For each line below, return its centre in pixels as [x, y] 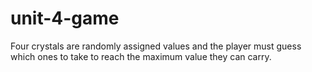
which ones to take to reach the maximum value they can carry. [141, 56]
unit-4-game [65, 18]
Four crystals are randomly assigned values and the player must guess [156, 46]
